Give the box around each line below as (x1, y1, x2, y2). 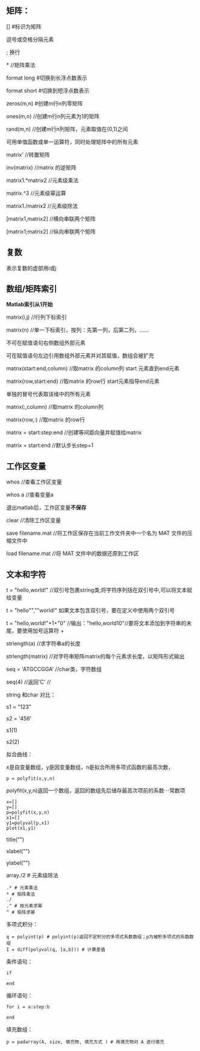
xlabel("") (6, 848, 30, 855)
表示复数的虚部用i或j (6, 264, 57, 271)
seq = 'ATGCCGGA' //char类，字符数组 (6, 666, 102, 673)
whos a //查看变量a (6, 491, 54, 499)
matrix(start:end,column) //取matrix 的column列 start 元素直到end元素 (6, 365, 180, 372)
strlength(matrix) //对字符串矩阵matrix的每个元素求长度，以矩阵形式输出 (6, 653, 185, 660)
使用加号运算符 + (22, 627, 64, 634)
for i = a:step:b (6, 1004, 50, 1010)
